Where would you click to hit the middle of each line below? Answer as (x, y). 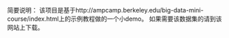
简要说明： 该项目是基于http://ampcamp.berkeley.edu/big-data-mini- (106, 10)
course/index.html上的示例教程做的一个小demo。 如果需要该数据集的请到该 (115, 19)
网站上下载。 (25, 27)
